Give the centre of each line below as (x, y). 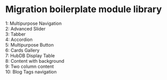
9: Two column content (30, 66)
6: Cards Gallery (23, 50)
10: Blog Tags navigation (31, 71)
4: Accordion (19, 39)
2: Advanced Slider (26, 28)
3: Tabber (16, 34)
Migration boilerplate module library (84, 9)
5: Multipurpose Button (29, 45)
